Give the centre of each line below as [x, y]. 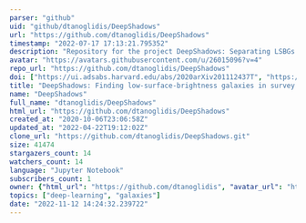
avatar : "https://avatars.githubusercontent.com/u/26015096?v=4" [136, 60]
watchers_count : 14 [46, 162]
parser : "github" [42, 18]
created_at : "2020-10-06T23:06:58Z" [79, 119]
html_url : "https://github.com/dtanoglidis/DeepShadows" [120, 111]
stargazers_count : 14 [51, 153]
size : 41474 [32, 145]
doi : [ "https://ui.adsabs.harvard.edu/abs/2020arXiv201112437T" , [136, 77]
